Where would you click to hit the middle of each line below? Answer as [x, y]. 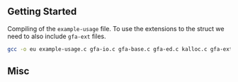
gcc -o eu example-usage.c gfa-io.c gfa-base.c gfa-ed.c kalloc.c [107, 49]
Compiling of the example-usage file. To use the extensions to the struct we [116, 28]
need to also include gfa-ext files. [57, 36]
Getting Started [42, 12]
